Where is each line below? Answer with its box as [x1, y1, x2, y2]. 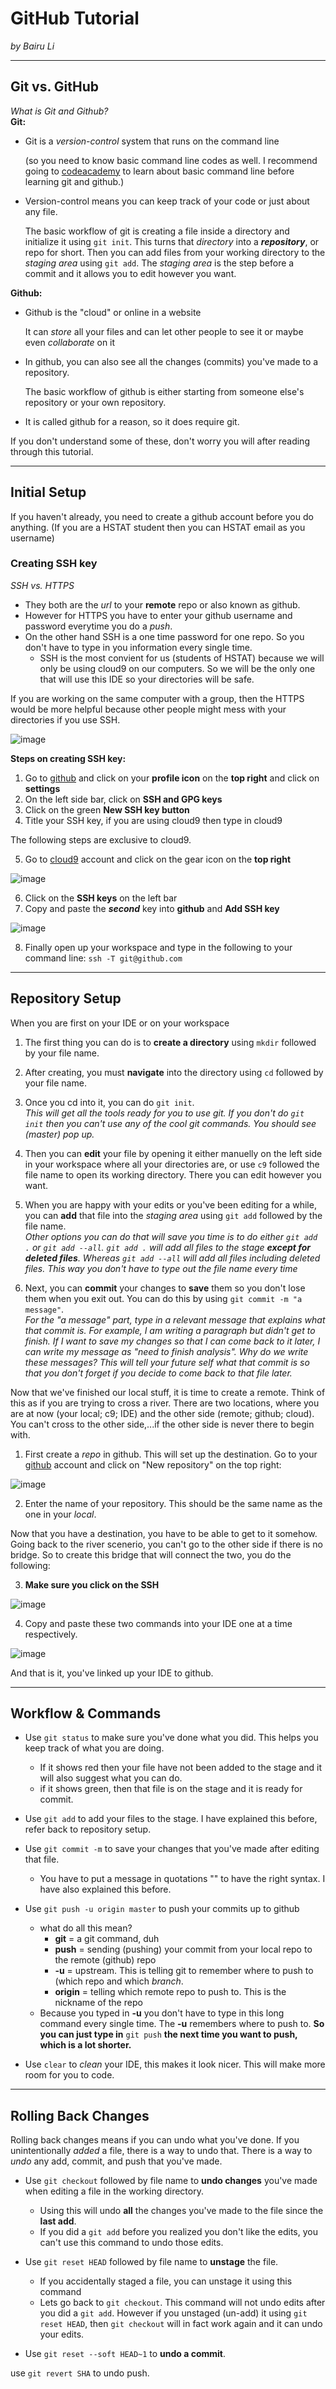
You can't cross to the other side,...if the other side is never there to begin [10, 1418, 315, 1430]
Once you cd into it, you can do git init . [24, 1096, 195, 1108]
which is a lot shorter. [39, 2039, 132, 2051]
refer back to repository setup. [24, 1823, 152, 1836]
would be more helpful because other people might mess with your [10, 703, 287, 715]
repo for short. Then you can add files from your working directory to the [24, 246, 326, 258]
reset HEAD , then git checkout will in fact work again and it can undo [39, 2318, 323, 2330]
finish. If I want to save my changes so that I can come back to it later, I [24, 1335, 321, 1347]
